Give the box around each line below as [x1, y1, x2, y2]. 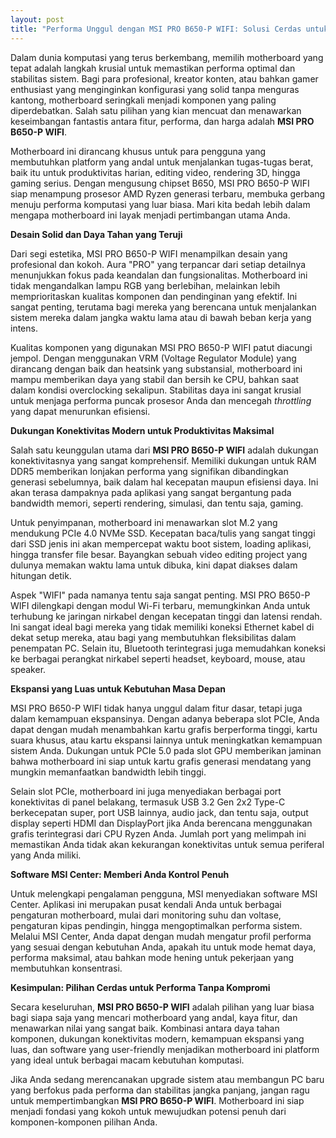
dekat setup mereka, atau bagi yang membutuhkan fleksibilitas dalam [10, 631, 297, 643]
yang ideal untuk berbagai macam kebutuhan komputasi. [10, 1054, 245, 1066]
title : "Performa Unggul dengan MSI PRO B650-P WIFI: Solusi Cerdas [10, 24, 302, 34]
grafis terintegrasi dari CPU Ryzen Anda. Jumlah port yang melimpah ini [10, 827, 307, 840]
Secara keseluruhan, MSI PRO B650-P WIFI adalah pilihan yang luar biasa [10, 1001, 315, 1013]
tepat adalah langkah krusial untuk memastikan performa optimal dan [10, 62, 296, 74]
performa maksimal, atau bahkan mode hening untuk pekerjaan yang [10, 951, 295, 963]
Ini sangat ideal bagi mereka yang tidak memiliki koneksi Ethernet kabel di [10, 621, 315, 633]
